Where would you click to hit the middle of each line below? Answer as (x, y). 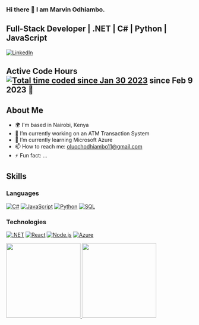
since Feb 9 (171, 81)
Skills (16, 176)
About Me (25, 110)
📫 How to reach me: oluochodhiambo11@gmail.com (78, 146)
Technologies (26, 222)
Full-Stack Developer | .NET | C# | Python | (87, 29)
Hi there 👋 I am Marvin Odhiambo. (56, 10)
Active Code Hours (42, 71)
